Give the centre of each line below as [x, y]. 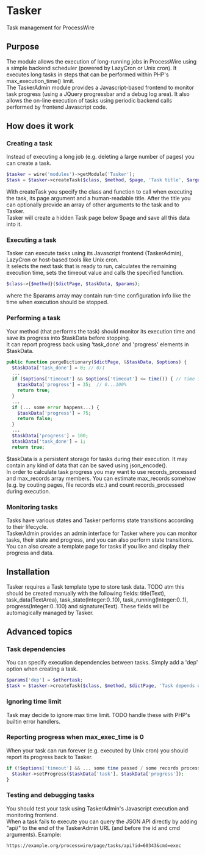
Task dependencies [36, 649]
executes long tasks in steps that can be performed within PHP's [88, 75]
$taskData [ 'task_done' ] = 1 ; [49, 441]
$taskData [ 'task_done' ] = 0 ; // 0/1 [58, 368]
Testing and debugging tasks [50, 795]
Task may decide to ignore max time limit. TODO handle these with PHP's [98, 715]
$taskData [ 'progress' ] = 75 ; [54, 413]
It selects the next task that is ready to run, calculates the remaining [92, 266]
